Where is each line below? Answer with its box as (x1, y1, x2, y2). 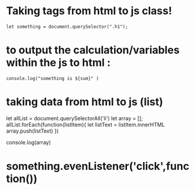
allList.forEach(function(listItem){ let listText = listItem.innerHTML (6, 121, 165, 128)
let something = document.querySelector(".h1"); (6, 24, 128, 30)
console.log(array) (6, 139, 51, 146)
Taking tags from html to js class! (6, 4, 173, 18)
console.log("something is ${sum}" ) (6, 75, 99, 81)
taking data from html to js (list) (6, 95, 164, 109)
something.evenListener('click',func (6, 160, 190, 173)
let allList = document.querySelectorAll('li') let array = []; (6, 114, 143, 122)
